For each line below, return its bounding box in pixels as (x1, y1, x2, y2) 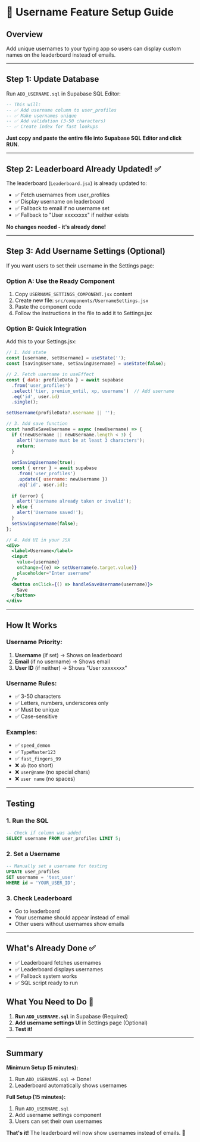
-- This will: (6, 101, 42, 107)
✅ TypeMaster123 (14, 749, 56, 756)
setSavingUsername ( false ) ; (11, 521, 79, 527)
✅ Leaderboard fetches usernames (14, 959, 101, 966)
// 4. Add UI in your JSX (6, 537, 70, 543)
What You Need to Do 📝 (6, 997, 94, 1007)
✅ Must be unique (14, 706, 60, 713)
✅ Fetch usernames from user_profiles (14, 191, 110, 198)
